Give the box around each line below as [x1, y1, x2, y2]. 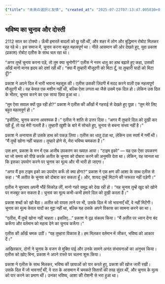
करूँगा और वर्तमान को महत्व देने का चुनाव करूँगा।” [5, 221, 85, 227]
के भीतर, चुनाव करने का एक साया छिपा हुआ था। [5, 92, 80, 98]
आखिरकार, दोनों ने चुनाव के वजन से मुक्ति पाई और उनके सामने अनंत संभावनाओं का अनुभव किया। [5, 246, 157, 252]
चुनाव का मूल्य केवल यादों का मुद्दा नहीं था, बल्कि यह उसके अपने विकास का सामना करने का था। [5, 205, 152, 211]
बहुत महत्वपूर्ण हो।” [5, 107, 35, 113]
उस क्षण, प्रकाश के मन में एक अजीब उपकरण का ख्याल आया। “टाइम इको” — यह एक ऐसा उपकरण [5, 148, 158, 154]
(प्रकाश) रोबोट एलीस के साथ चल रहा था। [5, 50, 70, 56]
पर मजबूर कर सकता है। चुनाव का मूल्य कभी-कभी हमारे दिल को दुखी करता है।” [5, 190, 129, 196]
